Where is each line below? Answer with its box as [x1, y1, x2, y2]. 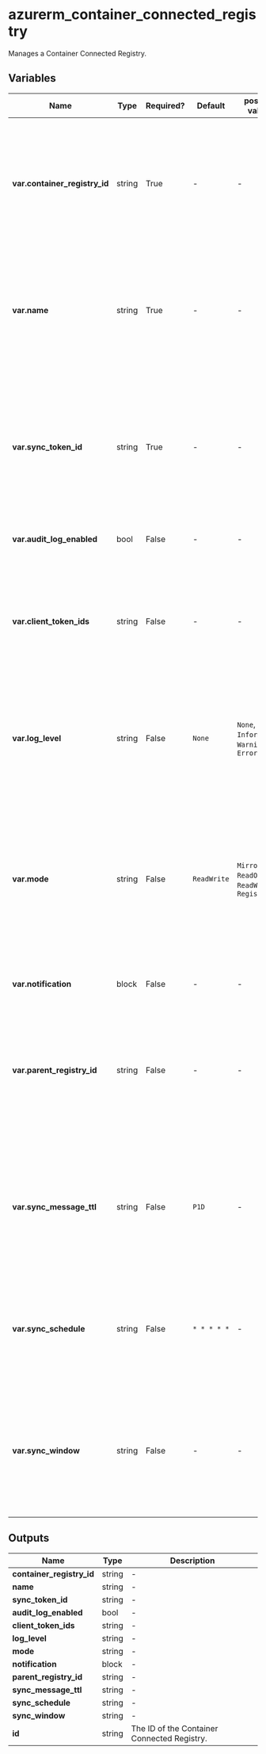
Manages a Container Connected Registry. [8, 48, 147, 58]
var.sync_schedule [12, 1323, 85, 1334]
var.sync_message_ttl [12, 1201, 97, 1212]
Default [196, 100, 226, 111]
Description [169, 1555, 215, 1566]
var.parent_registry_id [12, 1064, 97, 1076]
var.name [12, 304, 49, 315]
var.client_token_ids [12, 616, 89, 627]
